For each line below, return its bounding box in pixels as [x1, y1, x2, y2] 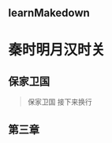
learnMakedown [8, 6, 91, 20]
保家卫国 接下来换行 [27, 97, 92, 106]
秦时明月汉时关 [8, 41, 106, 59]
